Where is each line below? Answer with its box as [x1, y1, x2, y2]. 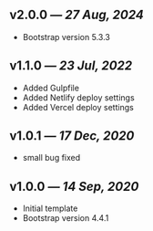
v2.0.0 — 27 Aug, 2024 [9, 7, 144, 23]
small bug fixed [22, 152, 81, 163]
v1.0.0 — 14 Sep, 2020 [9, 178, 139, 194]
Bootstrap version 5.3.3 [22, 31, 111, 42]
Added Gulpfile [22, 82, 80, 93]
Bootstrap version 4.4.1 [22, 213, 109, 224]
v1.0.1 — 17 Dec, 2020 [9, 128, 135, 144]
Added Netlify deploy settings [22, 91, 135, 103]
